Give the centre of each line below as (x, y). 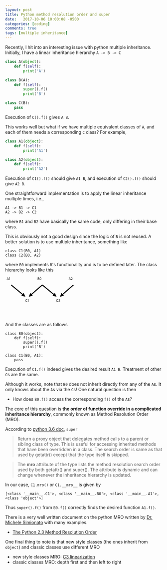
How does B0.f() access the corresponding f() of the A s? (72, 399)
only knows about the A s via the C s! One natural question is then (71, 390)
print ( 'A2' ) (36, 169)
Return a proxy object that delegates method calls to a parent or (83, 439)
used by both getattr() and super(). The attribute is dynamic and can (87, 470)
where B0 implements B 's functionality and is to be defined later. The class (81, 265)
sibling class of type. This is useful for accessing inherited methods (87, 444)
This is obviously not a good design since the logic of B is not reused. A (78, 237)
